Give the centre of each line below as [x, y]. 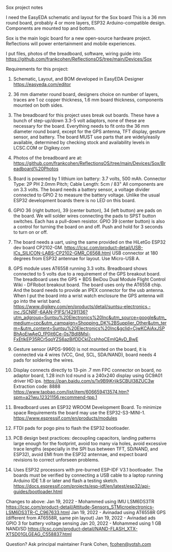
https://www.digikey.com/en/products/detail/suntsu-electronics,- [82, 307]
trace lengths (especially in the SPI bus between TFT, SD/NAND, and [85, 449]
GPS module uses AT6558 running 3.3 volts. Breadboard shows [80, 268]
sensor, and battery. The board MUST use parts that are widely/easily [87, 137]
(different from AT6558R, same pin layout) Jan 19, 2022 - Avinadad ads [81, 518]
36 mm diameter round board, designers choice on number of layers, [86, 94]
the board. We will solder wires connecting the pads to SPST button [84, 216]
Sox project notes [24, 7]
